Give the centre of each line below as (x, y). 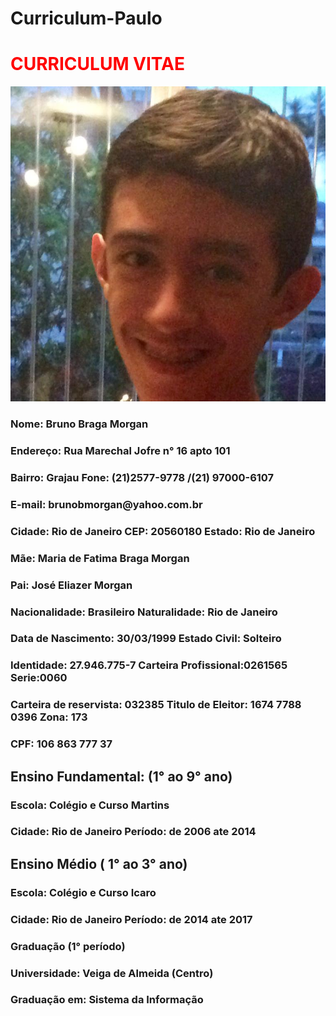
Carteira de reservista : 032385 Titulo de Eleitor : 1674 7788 (156, 705)
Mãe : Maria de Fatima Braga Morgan (100, 558)
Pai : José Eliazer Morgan (71, 585)
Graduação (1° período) (68, 946)
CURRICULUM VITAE (97, 64)
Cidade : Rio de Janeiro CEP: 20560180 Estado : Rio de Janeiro (163, 531)
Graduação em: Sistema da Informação (107, 1000)
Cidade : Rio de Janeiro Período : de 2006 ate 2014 (133, 832)
